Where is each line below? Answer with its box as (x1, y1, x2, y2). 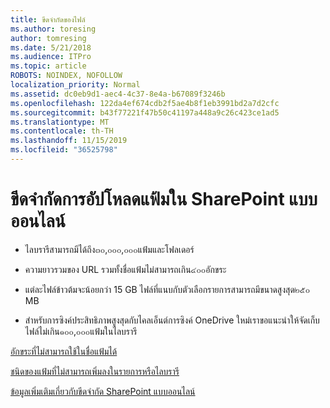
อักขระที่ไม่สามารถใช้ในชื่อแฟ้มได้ (10, 345, 118, 357)
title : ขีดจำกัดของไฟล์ (10, 14, 86, 25)
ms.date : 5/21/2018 (10, 42, 92, 53)
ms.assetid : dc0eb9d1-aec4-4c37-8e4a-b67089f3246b (10, 89, 226, 99)
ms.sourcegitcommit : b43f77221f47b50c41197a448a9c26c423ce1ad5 (10, 107, 280, 118)
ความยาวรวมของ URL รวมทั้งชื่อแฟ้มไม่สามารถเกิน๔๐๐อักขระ (24, 263, 227, 275)
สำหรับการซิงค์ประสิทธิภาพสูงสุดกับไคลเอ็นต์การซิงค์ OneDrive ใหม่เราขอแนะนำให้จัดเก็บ (24, 314, 320, 326)
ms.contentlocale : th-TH (10, 126, 114, 136)
